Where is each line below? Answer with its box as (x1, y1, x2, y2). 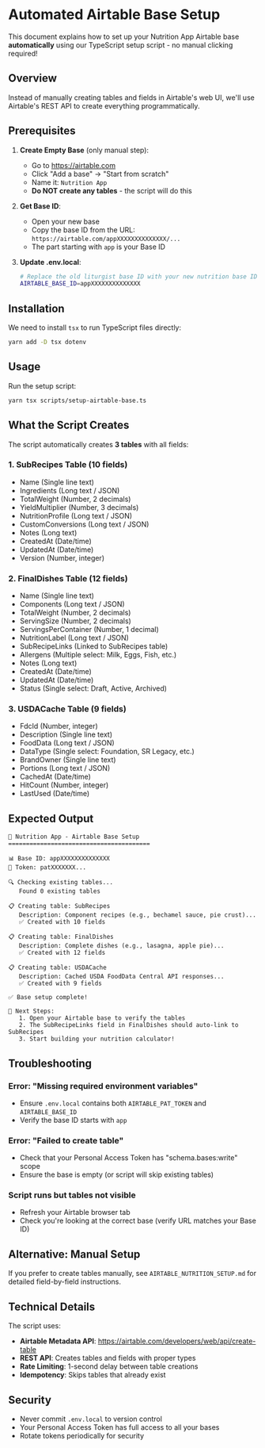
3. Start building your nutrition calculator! (18, 1035, 176, 1044)
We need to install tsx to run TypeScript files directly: (8, 323, 182, 332)
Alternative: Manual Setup (8, 1247, 141, 1261)
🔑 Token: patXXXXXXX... (8, 864, 87, 871)
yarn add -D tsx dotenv (8, 339, 87, 347)
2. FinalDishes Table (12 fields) (8, 573, 128, 584)
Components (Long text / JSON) (19, 600, 125, 609)
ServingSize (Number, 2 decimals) (19, 616, 132, 626)
